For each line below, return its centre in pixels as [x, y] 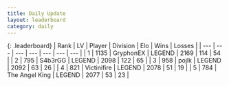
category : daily [30, 26]
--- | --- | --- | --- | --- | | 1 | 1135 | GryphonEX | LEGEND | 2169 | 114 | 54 [118, 53]
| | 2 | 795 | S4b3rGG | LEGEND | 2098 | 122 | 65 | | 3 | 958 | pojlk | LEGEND [114, 61]
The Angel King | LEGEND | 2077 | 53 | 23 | [68, 75]
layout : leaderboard [37, 20]
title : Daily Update [37, 13]
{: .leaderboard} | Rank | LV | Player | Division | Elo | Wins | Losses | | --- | [111, 46]
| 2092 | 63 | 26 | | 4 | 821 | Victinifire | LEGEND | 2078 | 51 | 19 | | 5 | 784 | [112, 68]
